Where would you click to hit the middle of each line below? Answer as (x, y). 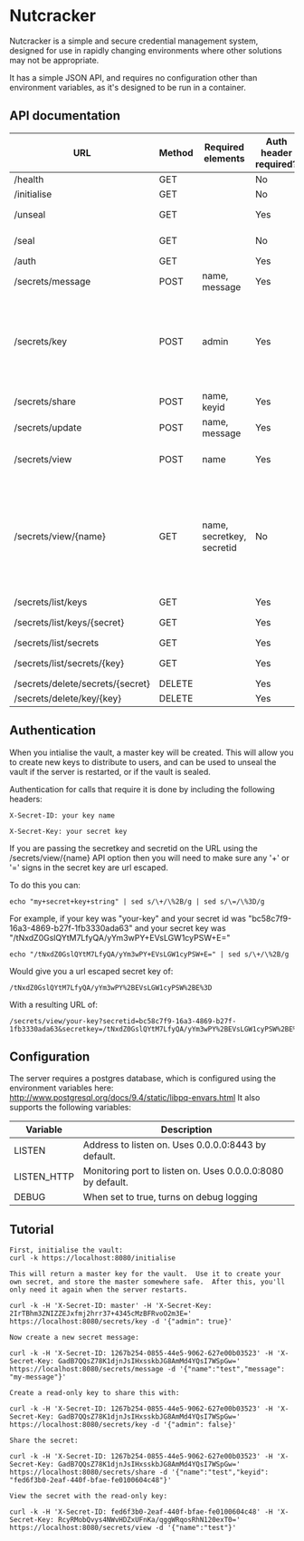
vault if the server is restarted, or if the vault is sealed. (110, 771)
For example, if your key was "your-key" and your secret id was (128, 918)
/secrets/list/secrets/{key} (69, 663)
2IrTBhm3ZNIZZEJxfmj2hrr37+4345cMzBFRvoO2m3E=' (101, 1314)
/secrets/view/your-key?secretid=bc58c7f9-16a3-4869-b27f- (123, 1021)
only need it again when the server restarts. (99, 1290)
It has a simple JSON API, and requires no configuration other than (133, 77)
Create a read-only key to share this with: (95, 1393)
